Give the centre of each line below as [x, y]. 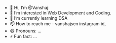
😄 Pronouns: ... [26, 31]
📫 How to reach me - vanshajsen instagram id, [58, 24]
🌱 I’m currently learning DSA [39, 18]
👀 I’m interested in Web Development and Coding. [60, 13]
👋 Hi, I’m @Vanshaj [29, 8]
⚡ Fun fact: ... [23, 36]
